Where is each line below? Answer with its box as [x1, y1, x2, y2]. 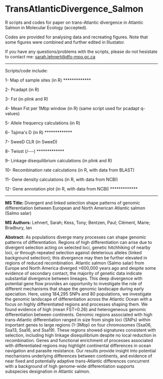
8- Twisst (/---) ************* [5, 148, 65, 154]
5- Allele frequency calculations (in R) [5, 120, 81, 126]
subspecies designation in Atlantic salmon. [5, 368, 91, 374]
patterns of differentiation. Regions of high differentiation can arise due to [5, 239, 152, 245]
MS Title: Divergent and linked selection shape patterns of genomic [5, 200, 140, 206]
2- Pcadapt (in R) [5, 86, 40, 92]
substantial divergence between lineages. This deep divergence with [5, 276, 143, 281]
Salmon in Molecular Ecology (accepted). [5, 24, 88, 30]
